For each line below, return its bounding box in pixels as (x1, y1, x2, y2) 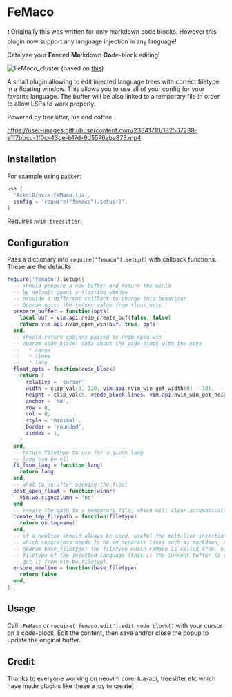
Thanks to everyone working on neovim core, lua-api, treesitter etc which (7, 674, 216, 683)
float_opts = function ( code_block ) (13, 366, 116, 373)
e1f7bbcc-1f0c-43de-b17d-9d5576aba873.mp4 (7, 133, 142, 141)
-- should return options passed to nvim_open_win (13, 333, 162, 340)
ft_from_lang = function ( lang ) (13, 462, 104, 469)
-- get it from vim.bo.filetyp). (13, 558, 110, 565)
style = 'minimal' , (25, 417, 81, 424)
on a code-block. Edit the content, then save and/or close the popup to (7, 629, 209, 637)
